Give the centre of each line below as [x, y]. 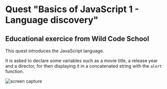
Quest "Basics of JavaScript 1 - [72, 9]
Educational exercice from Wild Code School [77, 39]
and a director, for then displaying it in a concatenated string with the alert [84, 66]
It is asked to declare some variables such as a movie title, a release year [82, 61]
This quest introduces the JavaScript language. [55, 51]
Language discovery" [52, 20]
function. [15, 71]
